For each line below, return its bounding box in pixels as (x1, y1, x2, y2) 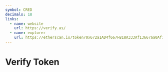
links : (5, 16, 19, 21)
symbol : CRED (5, 7, 32, 12)
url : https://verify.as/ (14, 26, 66, 31)
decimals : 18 (5, 12, 32, 17)
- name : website (9, 21, 43, 26)
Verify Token (5, 57, 60, 68)
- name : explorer (9, 30, 46, 35)
